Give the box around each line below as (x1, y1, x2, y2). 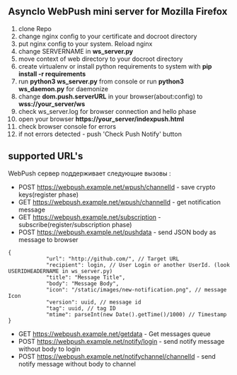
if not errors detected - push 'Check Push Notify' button (18, 129, 183, 138)
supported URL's (8, 150, 83, 162)
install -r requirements (18, 69, 86, 78)
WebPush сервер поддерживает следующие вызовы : (8, 169, 171, 178)
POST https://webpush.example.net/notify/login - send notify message (18, 337, 225, 345)
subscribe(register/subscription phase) (18, 220, 132, 229)
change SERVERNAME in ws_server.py (18, 47, 134, 55)
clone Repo (18, 24, 52, 33)
